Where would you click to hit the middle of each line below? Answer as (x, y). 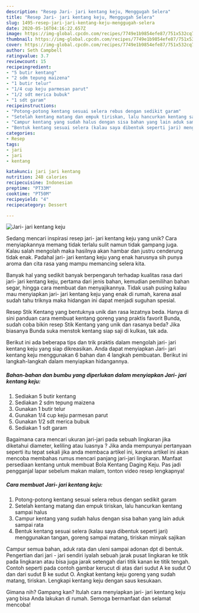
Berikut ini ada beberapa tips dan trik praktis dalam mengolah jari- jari (91, 342)
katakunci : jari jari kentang (44, 172)
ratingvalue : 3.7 (28, 56)
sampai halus (31, 513)
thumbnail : (20, 39)
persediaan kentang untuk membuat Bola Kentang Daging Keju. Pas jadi (94, 465)
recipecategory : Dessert (37, 205)
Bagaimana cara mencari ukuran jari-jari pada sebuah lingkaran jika (88, 439)
